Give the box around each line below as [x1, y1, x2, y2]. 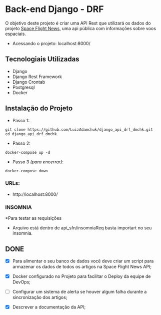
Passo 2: [12, 140, 31, 146]
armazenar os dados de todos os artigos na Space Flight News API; [12, 264, 151, 270]
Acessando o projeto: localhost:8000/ [12, 40, 91, 46]
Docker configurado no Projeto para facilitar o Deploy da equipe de [12, 273, 151, 279]
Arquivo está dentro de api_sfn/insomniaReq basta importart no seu [12, 225, 152, 231]
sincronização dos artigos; [12, 294, 67, 300]
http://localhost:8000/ [12, 191, 58, 197]
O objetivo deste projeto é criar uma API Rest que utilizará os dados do [5, 20, 151, 26]
